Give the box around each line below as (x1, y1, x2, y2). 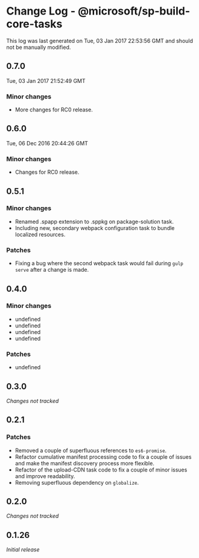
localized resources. (14, 231, 66, 238)
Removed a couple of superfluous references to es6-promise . (14, 447, 167, 454)
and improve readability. (14, 472, 75, 479)
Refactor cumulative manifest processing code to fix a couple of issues (14, 453, 192, 461)
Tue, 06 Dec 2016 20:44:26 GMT (6, 139, 89, 146)
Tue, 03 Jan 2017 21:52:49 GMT (6, 77, 86, 84)
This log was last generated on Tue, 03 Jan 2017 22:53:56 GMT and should (6, 37, 194, 44)
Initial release (6, 546, 40, 553)
